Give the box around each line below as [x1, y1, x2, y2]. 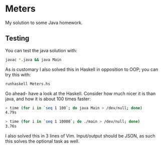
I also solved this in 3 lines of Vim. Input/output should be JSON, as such [5, 133, 155, 138]
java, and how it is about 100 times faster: [5, 96, 91, 102]
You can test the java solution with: [5, 47, 78, 53]
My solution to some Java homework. [5, 20, 83, 26]
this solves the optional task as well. [5, 138, 80, 144]
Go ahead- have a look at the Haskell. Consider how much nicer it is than [5, 90, 156, 96]
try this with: [5, 71, 31, 78]
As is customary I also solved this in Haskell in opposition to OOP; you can [5, 66, 158, 72]
